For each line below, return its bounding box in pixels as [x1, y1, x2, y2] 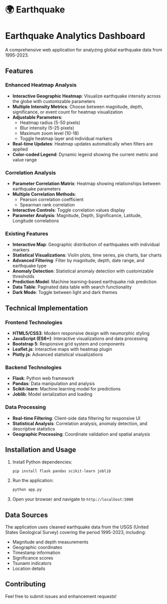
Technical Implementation [5, 303, 88, 312]
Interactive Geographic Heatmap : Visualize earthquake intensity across [12, 93, 161, 99]
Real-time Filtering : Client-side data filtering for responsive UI [12, 415, 141, 421]
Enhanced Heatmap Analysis [5, 81, 77, 88]
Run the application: [12, 477, 54, 483]
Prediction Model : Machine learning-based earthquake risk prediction [12, 278, 157, 285]
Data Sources [5, 510, 48, 519]
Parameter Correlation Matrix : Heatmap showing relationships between [12, 180, 161, 186]
